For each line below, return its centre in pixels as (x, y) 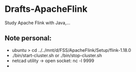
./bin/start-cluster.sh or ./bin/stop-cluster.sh (57, 55)
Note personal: (28, 38)
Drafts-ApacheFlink (46, 9)
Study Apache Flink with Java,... (37, 23)
